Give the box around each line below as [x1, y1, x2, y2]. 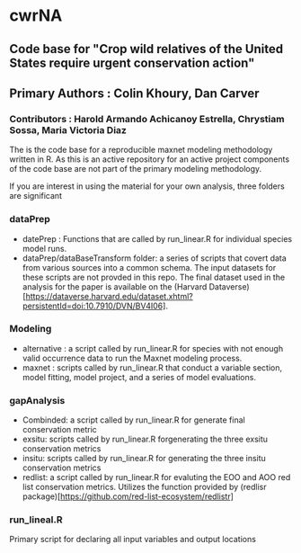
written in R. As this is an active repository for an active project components [9, 154, 290, 165]
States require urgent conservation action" [9, 55, 255, 70]
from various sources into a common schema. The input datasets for [22, 262, 277, 272]
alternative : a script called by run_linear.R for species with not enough [22, 343, 284, 353]
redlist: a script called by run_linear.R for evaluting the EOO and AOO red [22, 472, 291, 483]
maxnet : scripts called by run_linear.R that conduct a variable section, [22, 361, 283, 373]
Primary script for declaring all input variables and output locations [9, 534, 256, 545]
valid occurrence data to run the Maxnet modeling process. [22, 352, 243, 363]
